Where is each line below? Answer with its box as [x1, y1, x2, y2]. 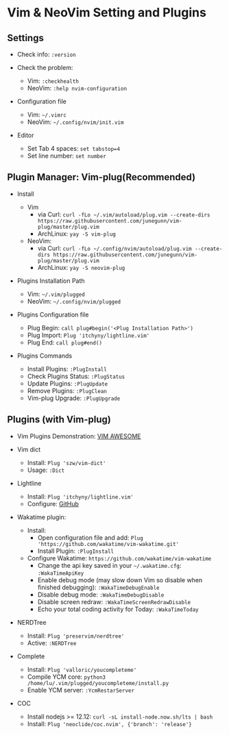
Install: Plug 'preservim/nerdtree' [27, 632, 125, 640]
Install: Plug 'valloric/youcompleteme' [27, 665, 137, 673]
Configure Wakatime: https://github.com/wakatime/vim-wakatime [27, 553, 212, 562]
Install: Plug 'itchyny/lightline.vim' [27, 492, 134, 501]
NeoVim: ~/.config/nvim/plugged [27, 297, 121, 306]
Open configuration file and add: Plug [37, 533, 144, 542]
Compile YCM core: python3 [27, 673, 106, 681]
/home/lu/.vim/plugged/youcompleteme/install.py [27, 680, 169, 686]
